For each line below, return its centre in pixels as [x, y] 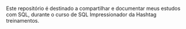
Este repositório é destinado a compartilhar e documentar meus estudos [93, 8]
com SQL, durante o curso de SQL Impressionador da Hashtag [81, 14]
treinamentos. [23, 21]
